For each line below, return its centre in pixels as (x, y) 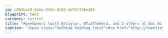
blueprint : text (22, 14)
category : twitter (24, 19)
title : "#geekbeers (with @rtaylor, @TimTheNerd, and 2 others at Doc (80, 23)
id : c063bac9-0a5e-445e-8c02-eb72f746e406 (50, 10)
